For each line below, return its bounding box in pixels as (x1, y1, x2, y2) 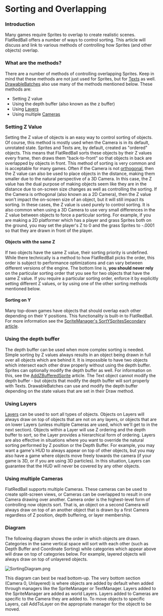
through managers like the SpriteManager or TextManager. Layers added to (5, 585, 156, 591)
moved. (5, 606, 20, 612)
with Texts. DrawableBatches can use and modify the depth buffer (5, 383, 138, 388)
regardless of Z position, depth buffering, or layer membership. (5, 512, 131, 518)
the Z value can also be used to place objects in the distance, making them (5, 171, 155, 176)
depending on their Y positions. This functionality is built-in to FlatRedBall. (5, 313, 153, 319)
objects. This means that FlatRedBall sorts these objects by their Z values (5, 150, 152, 156)
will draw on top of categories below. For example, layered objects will (5, 551, 146, 557)
